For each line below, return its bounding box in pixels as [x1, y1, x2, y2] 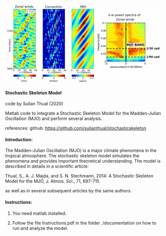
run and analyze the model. [12, 225, 68, 231]
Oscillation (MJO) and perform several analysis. [5, 116, 103, 121]
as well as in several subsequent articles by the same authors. [5, 188, 132, 194]
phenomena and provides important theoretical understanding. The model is [5, 158, 161, 164]
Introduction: [5, 136, 33, 142]
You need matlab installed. [12, 210, 67, 216]
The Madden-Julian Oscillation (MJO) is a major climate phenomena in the [5, 148, 157, 154]
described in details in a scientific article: [5, 163, 89, 170]
